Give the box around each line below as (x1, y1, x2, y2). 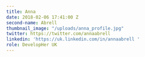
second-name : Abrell (6, 20, 58, 26)
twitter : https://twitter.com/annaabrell (6, 31, 111, 37)
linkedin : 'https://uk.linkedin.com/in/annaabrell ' (6, 36, 140, 42)
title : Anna (6, 8, 36, 15)
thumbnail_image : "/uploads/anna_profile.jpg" (6, 25, 124, 31)
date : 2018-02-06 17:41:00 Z (6, 14, 79, 20)
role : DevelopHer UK (6, 42, 58, 48)
